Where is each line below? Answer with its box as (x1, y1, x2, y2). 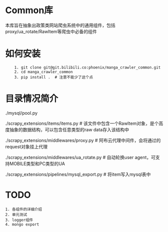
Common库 (5, 5, 53, 16)
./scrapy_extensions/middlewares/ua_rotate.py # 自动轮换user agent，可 (5, 154, 156, 160)
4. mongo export (5, 222, 39, 227)
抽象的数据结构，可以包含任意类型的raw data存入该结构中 (9, 126, 129, 132)
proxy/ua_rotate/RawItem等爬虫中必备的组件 (5, 28, 97, 34)
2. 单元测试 (5, 212, 28, 217)
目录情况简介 (5, 93, 59, 105)
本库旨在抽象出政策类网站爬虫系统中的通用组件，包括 (5, 22, 116, 28)
